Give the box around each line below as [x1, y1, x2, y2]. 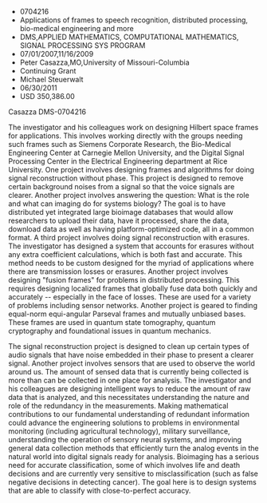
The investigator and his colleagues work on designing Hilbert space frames [8, 123, 259, 132]
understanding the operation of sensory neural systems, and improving [8, 435, 241, 444]
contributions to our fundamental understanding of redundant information [8, 410, 249, 418]
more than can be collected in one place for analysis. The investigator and [8, 375, 252, 385]
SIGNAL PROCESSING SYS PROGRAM [19, 41, 146, 50]
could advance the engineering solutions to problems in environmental [8, 418, 240, 427]
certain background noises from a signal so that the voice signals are [8, 182, 235, 191]
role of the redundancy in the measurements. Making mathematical [8, 401, 229, 410]
